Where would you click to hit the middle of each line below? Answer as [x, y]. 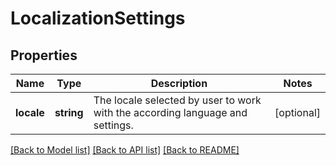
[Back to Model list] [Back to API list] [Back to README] [125, 150]
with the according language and [170, 112]
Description [179, 83]
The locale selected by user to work [177, 100]
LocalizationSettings [98, 18]
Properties [44, 55]
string [69, 112]
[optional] [297, 112]
